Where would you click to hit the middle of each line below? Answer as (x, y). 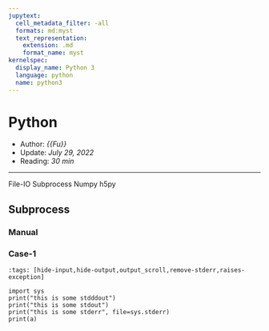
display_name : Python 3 (55, 68)
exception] (26, 277)
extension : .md (48, 46)
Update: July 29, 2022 (57, 153)
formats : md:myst (44, 30)
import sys (26, 291)
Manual (23, 232)
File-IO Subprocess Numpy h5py (62, 184)
